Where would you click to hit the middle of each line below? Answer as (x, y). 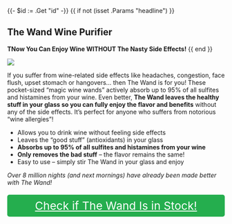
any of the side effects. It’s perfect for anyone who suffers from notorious (112, 112)
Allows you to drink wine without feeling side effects (91, 132)
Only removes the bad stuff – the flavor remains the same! (101, 154)
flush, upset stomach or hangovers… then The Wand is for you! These (106, 82)
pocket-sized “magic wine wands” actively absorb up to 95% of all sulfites (113, 90)
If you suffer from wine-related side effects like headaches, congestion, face (116, 75)
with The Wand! (30, 182)
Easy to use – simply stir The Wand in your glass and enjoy (100, 161)
